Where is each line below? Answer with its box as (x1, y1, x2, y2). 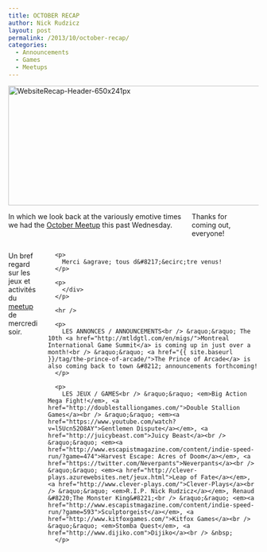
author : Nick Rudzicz (8, 19, 80, 27)
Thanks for (192, 211, 228, 221)
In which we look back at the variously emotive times (8, 211, 181, 221)
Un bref (8, 251, 33, 261)
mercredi (8, 318, 38, 328)
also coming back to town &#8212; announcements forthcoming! (47, 362, 258, 370)
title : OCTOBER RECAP (8, 11, 80, 20)
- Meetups (15, 64, 48, 71)
